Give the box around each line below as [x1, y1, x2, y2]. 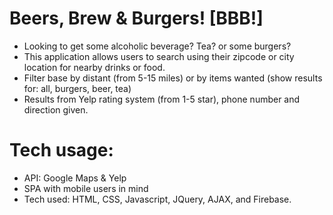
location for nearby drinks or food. [23, 61, 166, 73]
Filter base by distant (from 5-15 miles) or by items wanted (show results [23, 72, 323, 84]
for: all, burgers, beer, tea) [23, 82, 132, 94]
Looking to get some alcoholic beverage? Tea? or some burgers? [23, 40, 292, 52]
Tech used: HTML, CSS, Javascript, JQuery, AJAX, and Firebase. [23, 193, 292, 205]
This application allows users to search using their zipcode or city [23, 50, 295, 62]
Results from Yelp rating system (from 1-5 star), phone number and [23, 93, 301, 105]
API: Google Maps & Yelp [23, 172, 127, 184]
